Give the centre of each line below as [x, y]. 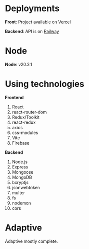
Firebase [21, 143]
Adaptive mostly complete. [32, 241]
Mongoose [23, 172]
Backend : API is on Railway [32, 31]
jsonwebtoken [26, 187]
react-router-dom [29, 112]
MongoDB [22, 177]
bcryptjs [20, 182]
